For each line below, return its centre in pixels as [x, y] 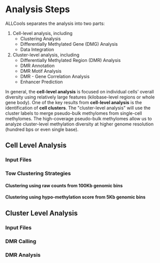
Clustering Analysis [40, 39]
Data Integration [37, 49]
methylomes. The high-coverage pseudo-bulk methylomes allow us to [79, 118]
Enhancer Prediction [41, 82]
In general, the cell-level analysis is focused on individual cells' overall [79, 91]
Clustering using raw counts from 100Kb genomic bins [64, 185]
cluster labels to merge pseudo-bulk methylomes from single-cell [74, 113]
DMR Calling [21, 241]
